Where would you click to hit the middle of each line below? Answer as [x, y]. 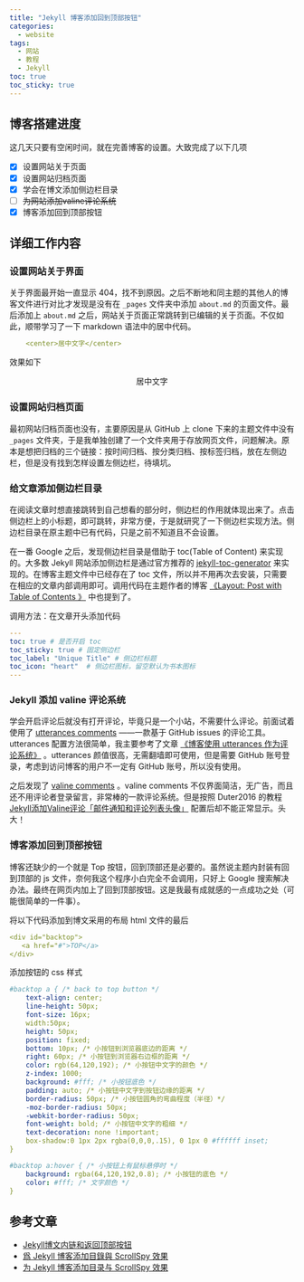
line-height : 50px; [62, 1007]
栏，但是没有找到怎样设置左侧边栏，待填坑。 [93, 462]
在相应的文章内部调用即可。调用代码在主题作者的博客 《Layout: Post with [146, 585]
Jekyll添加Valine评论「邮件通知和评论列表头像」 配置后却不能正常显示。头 [148, 808]
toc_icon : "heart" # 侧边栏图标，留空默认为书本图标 [103, 667]
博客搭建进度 [45, 124]
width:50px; [48, 1023]
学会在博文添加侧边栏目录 [70, 189]
